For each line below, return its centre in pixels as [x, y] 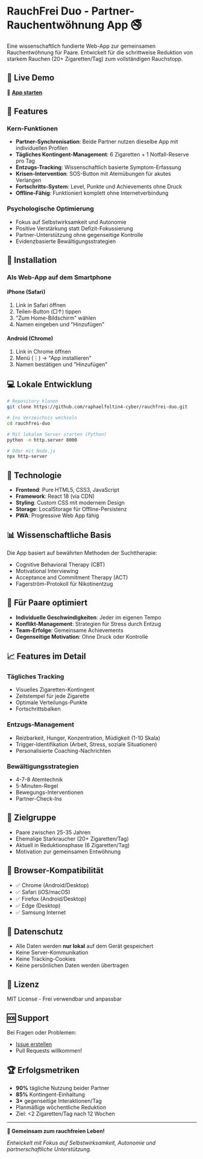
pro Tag [25, 161]
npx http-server [27, 457]
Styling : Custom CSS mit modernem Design [70, 503]
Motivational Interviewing [47, 571]
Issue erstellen [34, 1044]
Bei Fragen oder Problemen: [42, 1033]
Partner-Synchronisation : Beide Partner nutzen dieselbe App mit [97, 142]
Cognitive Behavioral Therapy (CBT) [60, 564]
